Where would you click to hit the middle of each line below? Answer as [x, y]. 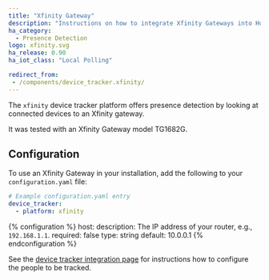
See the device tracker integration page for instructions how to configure [128, 259]
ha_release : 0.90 [37, 53]
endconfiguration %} [43, 244]
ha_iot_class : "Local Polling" [60, 61]
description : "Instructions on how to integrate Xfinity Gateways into [130, 23]
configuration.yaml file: [48, 182]
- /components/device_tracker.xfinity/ [78, 82]
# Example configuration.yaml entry [69, 197]
